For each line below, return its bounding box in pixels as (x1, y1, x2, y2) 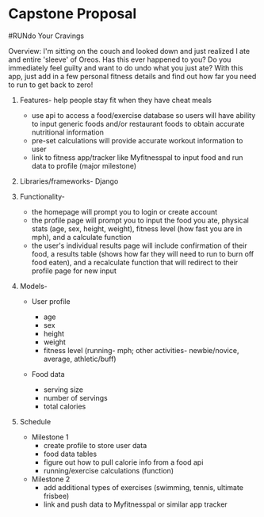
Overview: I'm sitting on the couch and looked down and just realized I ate (8, 46, 251, 55)
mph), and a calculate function (31, 232, 132, 241)
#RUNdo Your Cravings (8, 31, 85, 40)
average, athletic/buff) (43, 354, 117, 363)
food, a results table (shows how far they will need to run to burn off (31, 249, 254, 258)
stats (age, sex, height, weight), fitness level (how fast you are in (31, 223, 243, 234)
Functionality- (19, 192, 66, 201)
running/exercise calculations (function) (43, 466, 174, 475)
